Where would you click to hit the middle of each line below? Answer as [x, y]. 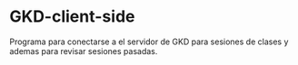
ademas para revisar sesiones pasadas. [84, 51]
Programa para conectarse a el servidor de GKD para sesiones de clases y [149, 42]
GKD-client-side [72, 17]
